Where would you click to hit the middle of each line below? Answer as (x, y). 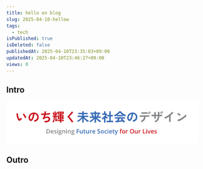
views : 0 (17, 64)
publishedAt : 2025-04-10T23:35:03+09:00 (58, 52)
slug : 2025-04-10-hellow (38, 19)
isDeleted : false (28, 45)
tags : (13, 26)
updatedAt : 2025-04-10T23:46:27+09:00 (55, 58)
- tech (20, 32)
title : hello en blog (34, 13)
